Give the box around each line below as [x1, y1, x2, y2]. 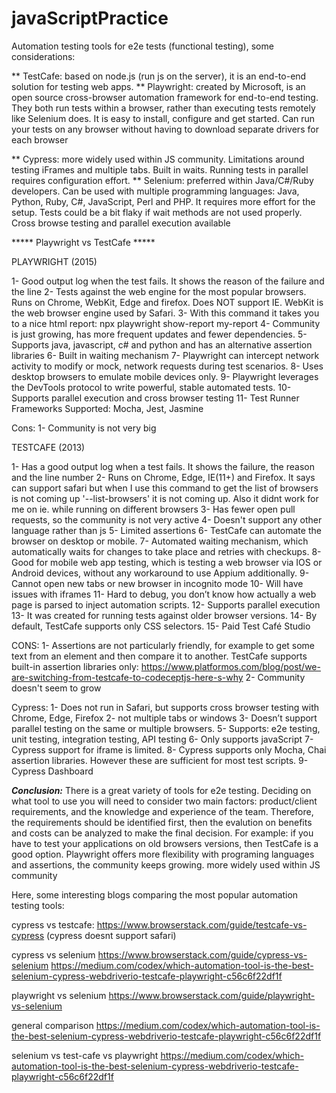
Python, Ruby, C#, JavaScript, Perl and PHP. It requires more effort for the [11, 195, 316, 207]
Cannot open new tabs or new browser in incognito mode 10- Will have [11, 577, 304, 589]
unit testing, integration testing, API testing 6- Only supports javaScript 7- [11, 733, 314, 745]
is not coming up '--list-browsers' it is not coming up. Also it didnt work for [11, 492, 319, 504]
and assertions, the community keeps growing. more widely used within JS [11, 858, 321, 871]
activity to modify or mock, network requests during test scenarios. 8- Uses [11, 360, 324, 372]
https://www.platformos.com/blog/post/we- [140, 660, 321, 672]
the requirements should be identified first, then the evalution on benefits [11, 816, 313, 828]
